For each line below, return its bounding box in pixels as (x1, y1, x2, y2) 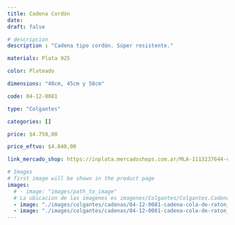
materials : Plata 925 (7, 55, 71, 62)
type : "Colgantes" (7, 106, 61, 112)
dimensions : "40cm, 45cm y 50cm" (7, 80, 105, 87)
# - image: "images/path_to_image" (13, 188, 117, 195)
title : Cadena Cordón (7, 10, 71, 17)
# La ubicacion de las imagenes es (13, 194, 117, 201)
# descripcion (7, 36, 49, 43)
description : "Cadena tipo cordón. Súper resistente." (7, 43, 173, 50)
